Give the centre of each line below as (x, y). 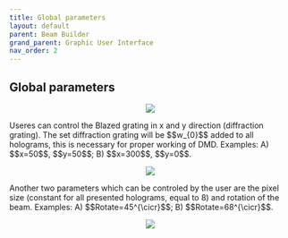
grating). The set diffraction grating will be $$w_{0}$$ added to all (131, 134)
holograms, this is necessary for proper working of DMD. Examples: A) (140, 144)
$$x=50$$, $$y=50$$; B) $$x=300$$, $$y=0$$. (101, 154)
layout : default (39, 26)
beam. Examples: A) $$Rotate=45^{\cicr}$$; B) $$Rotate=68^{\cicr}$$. (141, 207)
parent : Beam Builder (50, 34)
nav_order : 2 (34, 51)
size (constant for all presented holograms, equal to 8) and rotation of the (144, 197)
